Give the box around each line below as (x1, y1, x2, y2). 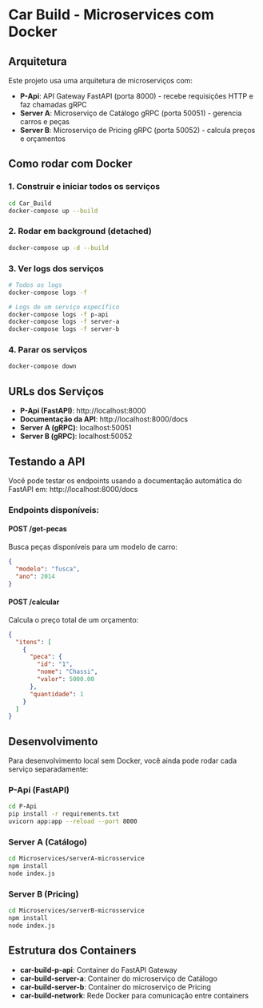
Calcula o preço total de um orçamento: (8, 615, 139, 624)
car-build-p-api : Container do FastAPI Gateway (19, 965, 177, 974)
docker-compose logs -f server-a (8, 318, 120, 326)
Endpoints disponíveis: (8, 504, 100, 515)
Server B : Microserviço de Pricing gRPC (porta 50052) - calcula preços (19, 126, 256, 135)
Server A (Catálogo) (8, 836, 88, 847)
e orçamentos (19, 134, 66, 143)
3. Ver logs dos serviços (8, 263, 104, 274)
